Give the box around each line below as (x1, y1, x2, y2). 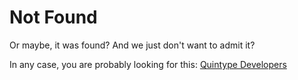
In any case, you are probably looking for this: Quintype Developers (9, 58, 287, 70)
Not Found (9, 6, 98, 29)
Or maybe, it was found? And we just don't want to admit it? (9, 39, 256, 51)
